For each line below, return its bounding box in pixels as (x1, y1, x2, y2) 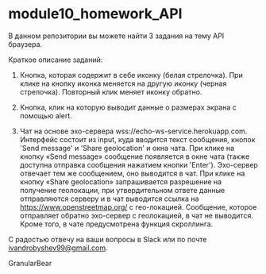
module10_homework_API (8, 5, 183, 23)
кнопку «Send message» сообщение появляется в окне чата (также (19, 152, 250, 161)
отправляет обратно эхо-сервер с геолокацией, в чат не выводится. (19, 210, 254, 220)
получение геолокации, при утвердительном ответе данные (19, 185, 226, 195)
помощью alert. (19, 110, 73, 120)
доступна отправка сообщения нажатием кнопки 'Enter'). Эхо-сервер (19, 160, 258, 169)
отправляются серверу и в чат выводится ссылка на (19, 194, 199, 203)
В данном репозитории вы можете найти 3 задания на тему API (8, 31, 225, 41)
